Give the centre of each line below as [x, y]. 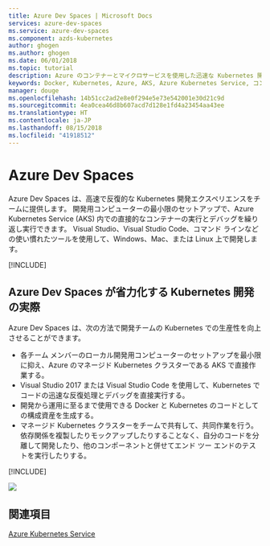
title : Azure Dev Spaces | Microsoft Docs [80, 16]
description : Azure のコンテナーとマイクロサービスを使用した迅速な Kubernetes [131, 76]
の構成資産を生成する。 [59, 416]
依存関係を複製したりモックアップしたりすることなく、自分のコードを [136, 436]
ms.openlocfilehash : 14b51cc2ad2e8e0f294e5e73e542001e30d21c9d [117, 98]
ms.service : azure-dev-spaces [59, 31]
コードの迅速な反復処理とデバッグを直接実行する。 [104, 396]
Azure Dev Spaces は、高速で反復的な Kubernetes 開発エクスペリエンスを [131, 199]
